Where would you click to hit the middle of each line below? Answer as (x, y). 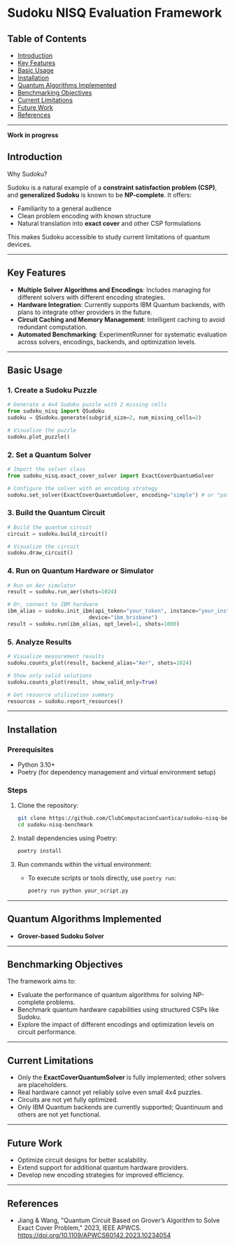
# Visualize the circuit (43, 546)
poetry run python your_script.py (78, 891)
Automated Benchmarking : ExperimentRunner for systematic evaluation (122, 334)
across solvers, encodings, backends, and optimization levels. (107, 341)
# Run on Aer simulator (42, 586)
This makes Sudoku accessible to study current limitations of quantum (109, 236)
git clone (32, 819)
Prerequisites (30, 749)
